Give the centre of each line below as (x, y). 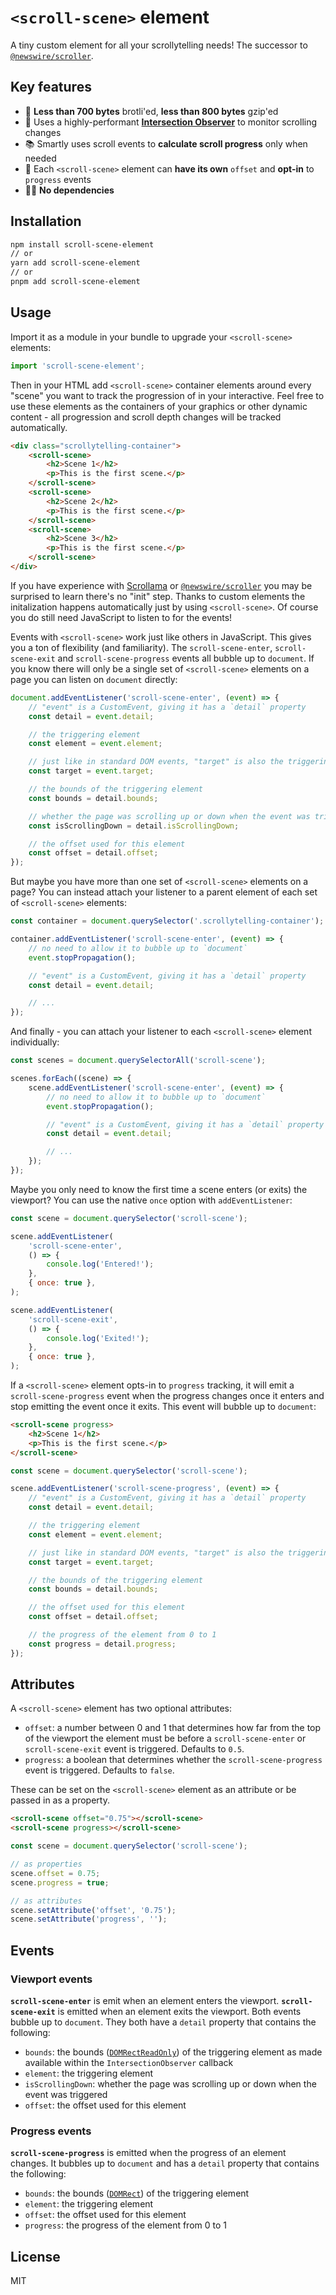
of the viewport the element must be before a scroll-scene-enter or (165, 1738)
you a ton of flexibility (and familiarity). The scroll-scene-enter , (141, 647)
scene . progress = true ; (60, 1882)
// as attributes (46, 1901)
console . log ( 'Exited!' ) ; (98, 1338)
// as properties (46, 1864)
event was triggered (66, 2094)
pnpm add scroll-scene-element (75, 282)
